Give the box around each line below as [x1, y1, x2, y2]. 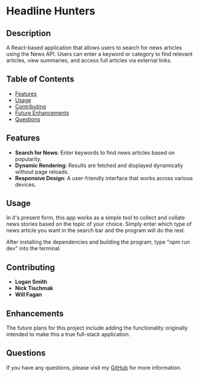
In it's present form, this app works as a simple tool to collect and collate [6, 214, 185, 222]
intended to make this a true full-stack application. [6, 331, 131, 338]
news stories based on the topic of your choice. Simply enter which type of [6, 220, 192, 228]
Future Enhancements [14, 109, 70, 116]
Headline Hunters [6, 4, 96, 18]
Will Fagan [14, 291, 42, 298]
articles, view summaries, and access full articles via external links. [6, 57, 172, 64]
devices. [14, 181, 37, 188]
